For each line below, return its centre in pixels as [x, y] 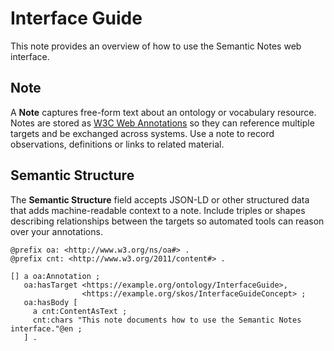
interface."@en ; [46, 328]
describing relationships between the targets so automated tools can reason [167, 221]
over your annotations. [56, 231]
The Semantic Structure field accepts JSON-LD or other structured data [160, 199]
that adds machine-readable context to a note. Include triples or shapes [158, 210]
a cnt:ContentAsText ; [80, 311]
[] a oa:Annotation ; [55, 276]
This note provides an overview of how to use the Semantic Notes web [156, 46]
